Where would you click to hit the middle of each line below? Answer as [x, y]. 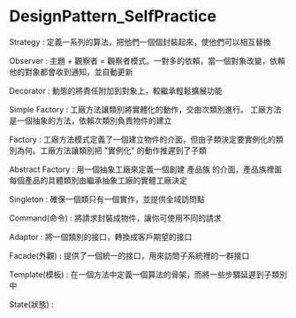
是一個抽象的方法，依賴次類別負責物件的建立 [91, 120]
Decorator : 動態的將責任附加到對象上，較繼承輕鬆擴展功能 [116, 90]
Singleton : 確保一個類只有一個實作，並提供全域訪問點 [107, 199]
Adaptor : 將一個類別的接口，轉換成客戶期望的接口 [101, 237]
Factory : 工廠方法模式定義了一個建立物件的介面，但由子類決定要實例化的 [142, 139]
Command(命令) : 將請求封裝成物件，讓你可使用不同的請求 [115, 218]
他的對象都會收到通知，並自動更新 [71, 72]
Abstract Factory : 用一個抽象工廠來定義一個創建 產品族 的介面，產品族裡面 [146, 169]
